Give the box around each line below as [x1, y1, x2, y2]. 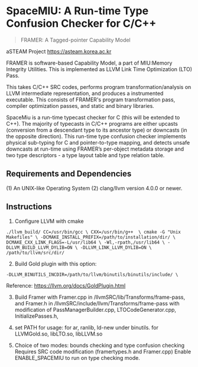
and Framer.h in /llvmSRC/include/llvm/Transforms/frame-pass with [14, 299, 180, 307]
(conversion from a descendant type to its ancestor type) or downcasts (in [6, 126, 187, 133]
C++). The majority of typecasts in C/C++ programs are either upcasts [6, 120, 178, 127]
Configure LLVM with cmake [14, 218, 84, 225]
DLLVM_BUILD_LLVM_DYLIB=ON [6, 244, 73, 250]
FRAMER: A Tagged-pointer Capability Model [20, 36, 131, 43]
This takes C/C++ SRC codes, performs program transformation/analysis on [6, 83, 191, 90]
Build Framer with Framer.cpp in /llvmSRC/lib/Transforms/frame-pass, [14, 293, 185, 301]
